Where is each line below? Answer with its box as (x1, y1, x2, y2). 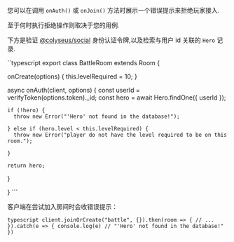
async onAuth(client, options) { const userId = (7, 86, 140, 94)
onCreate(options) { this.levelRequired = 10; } (7, 72, 138, 81)
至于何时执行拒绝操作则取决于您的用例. (7, 21, 121, 29)
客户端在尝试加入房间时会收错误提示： (7, 203, 118, 210)
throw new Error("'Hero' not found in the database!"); (13, 113, 180, 120)
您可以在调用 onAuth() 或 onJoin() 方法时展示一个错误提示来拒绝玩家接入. (7, 6, 220, 14)
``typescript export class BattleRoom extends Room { (7, 59, 160, 67)
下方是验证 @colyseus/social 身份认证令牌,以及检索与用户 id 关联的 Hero (7, 36, 216, 44)
